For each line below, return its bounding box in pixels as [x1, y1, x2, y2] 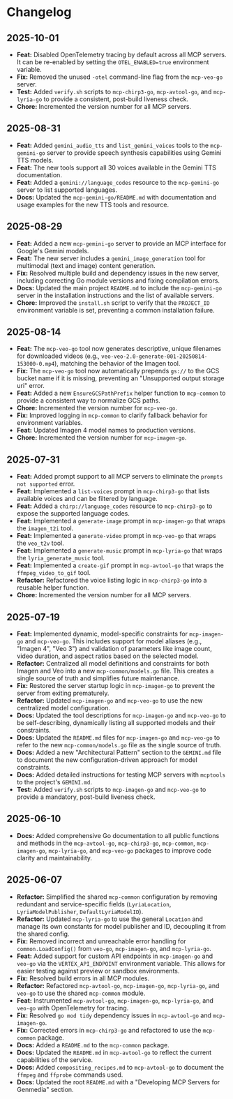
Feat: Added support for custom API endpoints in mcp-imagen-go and [16, 952, 213, 960]
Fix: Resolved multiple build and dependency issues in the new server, [16, 269, 220, 277]
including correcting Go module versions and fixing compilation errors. [16, 276, 220, 285]
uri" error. [16, 382, 45, 390]
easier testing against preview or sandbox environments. [16, 966, 180, 975]
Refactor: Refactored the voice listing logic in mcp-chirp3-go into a [16, 576, 207, 585]
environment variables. [16, 419, 83, 427]
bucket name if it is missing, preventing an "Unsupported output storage [16, 374, 225, 382]
